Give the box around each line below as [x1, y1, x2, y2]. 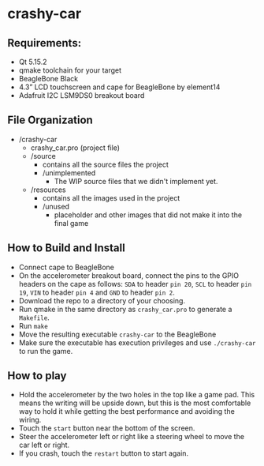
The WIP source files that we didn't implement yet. [54, 176, 218, 186]
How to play [7, 369, 67, 383]
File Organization [7, 114, 94, 127]
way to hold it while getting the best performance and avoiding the [18, 407, 236, 416]
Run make [18, 321, 48, 330]
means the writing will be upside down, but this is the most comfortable [18, 398, 251, 408]
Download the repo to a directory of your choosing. [18, 295, 186, 305]
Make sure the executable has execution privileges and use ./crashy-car [18, 337, 256, 348]
